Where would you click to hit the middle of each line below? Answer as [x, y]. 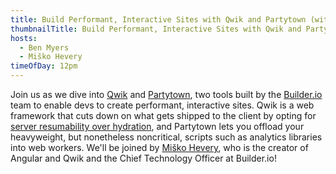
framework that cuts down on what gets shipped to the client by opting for [163, 115]
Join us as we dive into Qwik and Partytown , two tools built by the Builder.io [166, 94]
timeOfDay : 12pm [44, 66]
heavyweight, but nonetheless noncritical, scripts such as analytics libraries [166, 137]
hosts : [24, 38]
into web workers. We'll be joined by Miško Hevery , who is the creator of [159, 147]
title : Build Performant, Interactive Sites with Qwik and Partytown [158, 19]
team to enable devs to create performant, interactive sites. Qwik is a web [162, 105]
